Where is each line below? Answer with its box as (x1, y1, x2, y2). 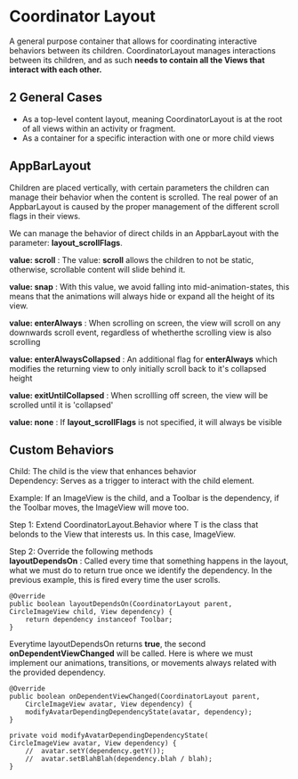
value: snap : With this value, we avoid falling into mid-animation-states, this (9, 281, 290, 291)
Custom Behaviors (9, 442, 114, 457)
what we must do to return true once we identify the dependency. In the (9, 565, 273, 576)
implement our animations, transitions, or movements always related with (9, 658, 278, 668)
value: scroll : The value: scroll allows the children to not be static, (9, 254, 254, 265)
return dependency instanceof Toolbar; (25, 615, 173, 625)
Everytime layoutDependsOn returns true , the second (9, 639, 206, 650)
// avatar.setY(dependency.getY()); (25, 747, 165, 756)
